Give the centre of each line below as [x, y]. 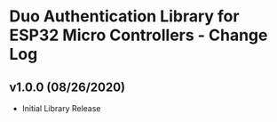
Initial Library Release [61, 108]
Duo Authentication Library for [124, 16]
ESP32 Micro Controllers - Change [138, 35]
